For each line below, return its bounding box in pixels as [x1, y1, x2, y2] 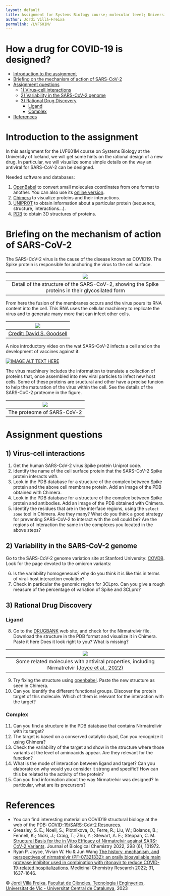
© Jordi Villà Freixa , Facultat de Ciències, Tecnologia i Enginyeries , [6, 880, 145, 886]
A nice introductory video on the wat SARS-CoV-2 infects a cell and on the [6, 343, 160, 349]
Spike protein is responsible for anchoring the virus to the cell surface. [6, 262, 152, 268]
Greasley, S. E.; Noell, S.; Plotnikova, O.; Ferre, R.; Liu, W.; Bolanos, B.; [13, 827, 158, 833]
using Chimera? [13, 739, 46, 745]
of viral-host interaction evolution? [13, 575, 85, 582]
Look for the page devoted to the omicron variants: [6, 560, 111, 567]
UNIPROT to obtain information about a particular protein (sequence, [13, 200, 156, 206]
